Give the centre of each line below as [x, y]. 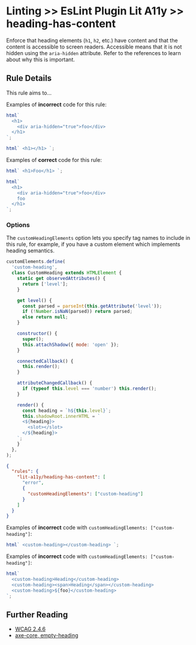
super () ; [33, 339]
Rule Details [29, 78]
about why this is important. [40, 59]
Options [18, 225]
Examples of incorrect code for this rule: [56, 104]
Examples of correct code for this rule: [54, 160]
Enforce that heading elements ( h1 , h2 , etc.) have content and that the [92, 40]
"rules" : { [25, 472]
